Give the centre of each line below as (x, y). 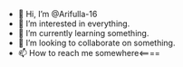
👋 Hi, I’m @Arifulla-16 (58, 14)
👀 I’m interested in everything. (74, 24)
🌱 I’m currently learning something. (83, 33)
